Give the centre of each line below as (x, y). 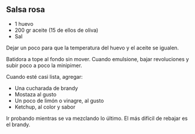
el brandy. (18, 124)
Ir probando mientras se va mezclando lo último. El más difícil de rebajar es (97, 118)
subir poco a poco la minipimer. (44, 65)
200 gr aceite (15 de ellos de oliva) (56, 30)
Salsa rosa (26, 10)
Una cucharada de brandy (46, 88)
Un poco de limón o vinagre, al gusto (59, 101)
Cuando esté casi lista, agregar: (45, 76)
